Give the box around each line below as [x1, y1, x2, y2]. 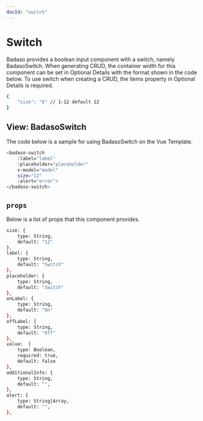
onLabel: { [6, 296, 34, 302]
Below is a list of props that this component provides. [6, 215, 140, 223]
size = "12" [17, 173, 43, 179]
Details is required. [6, 81, 54, 89]
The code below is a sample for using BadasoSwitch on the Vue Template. [6, 138, 193, 145]
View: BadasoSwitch [6, 122, 87, 132]
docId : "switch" [6, 9, 48, 15]
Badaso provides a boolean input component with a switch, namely [6, 56, 175, 63]
